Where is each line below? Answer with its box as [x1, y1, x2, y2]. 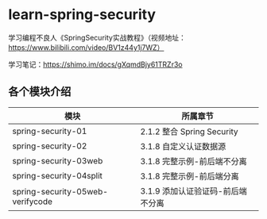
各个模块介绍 [8, 85, 72, 98]
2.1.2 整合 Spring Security [140, 125, 238, 136]
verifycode [12, 196, 53, 207]
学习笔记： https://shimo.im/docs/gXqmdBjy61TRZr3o [8, 60, 183, 69]
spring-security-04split [12, 170, 103, 181]
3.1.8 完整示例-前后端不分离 [140, 156, 248, 167]
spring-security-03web [12, 155, 103, 166]
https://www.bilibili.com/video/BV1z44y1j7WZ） [8, 42, 164, 52]
